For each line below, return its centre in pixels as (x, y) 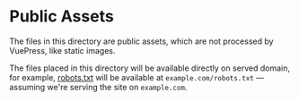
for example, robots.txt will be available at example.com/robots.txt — (137, 77)
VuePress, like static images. (62, 50)
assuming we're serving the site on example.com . (98, 87)
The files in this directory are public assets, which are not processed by (141, 41)
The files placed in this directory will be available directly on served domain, (149, 68)
